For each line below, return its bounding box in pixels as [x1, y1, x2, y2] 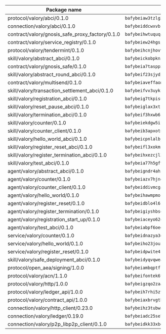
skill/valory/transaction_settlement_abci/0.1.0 [7, 87, 114, 94]
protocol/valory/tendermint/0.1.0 [7, 47, 84, 54]
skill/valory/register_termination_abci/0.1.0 [7, 152, 107, 158]
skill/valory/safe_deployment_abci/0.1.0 [7, 256, 100, 263]
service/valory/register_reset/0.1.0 [7, 248, 89, 255]
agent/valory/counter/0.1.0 [7, 176, 71, 182]
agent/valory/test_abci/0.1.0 [7, 224, 74, 231]
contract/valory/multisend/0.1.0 [7, 79, 82, 86]
